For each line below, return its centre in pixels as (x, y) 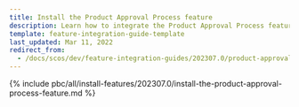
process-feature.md (46, 93)
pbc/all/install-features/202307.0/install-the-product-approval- (167, 84)
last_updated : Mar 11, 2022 (61, 42)
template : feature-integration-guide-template (97, 34)
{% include (29, 84)
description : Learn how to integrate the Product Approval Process (137, 26)
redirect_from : (37, 50)
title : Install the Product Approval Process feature (111, 17)
